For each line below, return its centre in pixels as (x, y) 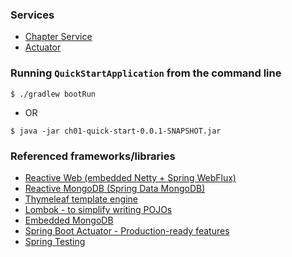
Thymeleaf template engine (81, 199)
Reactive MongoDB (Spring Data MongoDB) (115, 188)
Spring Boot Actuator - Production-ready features (127, 230)
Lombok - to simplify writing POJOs (98, 209)
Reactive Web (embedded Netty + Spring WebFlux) (130, 177)
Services (32, 15)
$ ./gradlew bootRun (53, 94)
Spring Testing (55, 241)
